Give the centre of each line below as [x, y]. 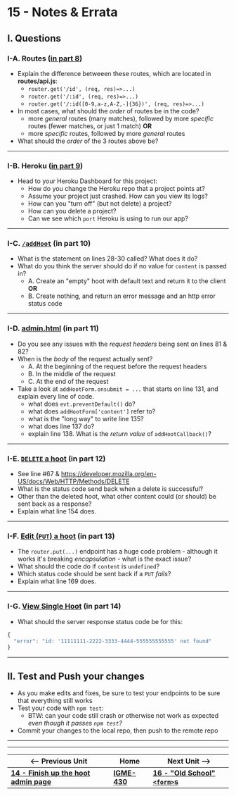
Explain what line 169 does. [57, 581]
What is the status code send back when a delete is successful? [110, 489]
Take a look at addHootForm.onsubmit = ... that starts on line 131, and [118, 389]
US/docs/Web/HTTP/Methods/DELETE [73, 481]
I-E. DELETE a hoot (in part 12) [57, 459]
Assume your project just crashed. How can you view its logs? [118, 196]
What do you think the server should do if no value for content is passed [122, 266]
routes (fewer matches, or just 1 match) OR [90, 126]
